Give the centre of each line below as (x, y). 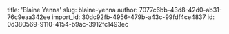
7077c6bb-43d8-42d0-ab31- (180, 10)
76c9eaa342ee (29, 17)
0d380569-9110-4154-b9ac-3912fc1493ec (68, 24)
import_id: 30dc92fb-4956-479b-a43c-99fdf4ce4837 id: (133, 17)
